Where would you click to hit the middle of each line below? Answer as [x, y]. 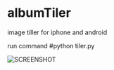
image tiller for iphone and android [57, 32]
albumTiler [39, 13]
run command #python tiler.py [51, 45]
